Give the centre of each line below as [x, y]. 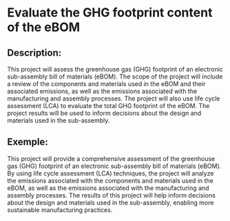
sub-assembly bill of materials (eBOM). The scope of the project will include [115, 76]
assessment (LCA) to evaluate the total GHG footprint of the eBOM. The [108, 106]
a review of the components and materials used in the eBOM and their [106, 84]
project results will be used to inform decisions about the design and [104, 113]
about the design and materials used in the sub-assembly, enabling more [111, 202]
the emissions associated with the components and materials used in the [110, 180]
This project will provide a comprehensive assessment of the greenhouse [111, 158]
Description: [34, 53]
